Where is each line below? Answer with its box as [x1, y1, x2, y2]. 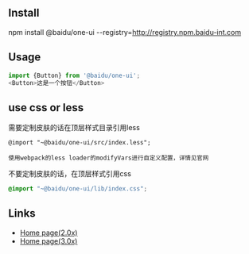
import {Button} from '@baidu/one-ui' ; [8, 71, 141, 79]
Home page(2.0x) [19, 228, 78, 237]
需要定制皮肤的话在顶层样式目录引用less [8, 123, 141, 133]
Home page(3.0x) [19, 236, 78, 245]
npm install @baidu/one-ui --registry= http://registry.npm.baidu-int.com [8, 27, 242, 37]
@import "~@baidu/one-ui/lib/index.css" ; [8, 185, 148, 193]
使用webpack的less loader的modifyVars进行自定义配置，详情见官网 [8, 154, 209, 162]
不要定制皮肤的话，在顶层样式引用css [8, 169, 131, 179]
